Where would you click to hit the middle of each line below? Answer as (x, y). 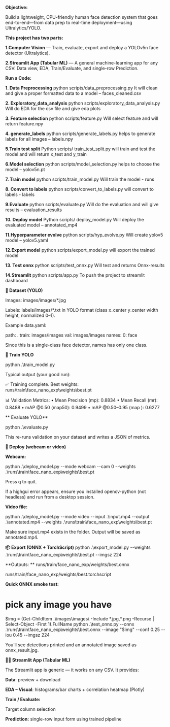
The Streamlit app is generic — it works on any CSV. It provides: (72, 670)
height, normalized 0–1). (30, 315)
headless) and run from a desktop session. (50, 497)
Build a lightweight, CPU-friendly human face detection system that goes (82, 17)
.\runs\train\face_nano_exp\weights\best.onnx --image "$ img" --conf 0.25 (83, 630)
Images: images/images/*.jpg (36, 300)
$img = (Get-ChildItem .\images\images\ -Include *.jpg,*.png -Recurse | (80, 618)
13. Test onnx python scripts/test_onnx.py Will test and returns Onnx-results (85, 265)
